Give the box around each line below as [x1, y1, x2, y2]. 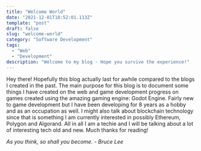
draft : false [6, 25, 39, 32]
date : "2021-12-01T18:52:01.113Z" [6, 14, 93, 20]
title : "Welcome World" [6, 8, 66, 15]
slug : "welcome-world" [6, 31, 63, 37]
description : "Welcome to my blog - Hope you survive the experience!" [6, 59, 190, 65]
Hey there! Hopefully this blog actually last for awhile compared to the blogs [6, 75, 195, 83]
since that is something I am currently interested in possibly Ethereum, [6, 113, 181, 120]
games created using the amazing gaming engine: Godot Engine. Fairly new [6, 94, 194, 102]
